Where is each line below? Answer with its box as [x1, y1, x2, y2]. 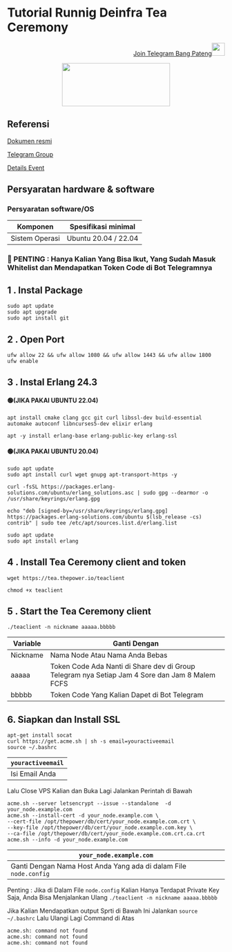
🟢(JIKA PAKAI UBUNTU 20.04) [7, 447, 99, 456]
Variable [12, 639, 41, 648]
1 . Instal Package [7, 284, 83, 296]
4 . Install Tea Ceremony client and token [7, 556, 186, 568]
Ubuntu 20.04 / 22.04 [66, 233, 139, 243]
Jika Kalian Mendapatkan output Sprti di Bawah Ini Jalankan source [7, 906, 198, 915]
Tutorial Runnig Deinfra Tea [7, 5, 168, 21]
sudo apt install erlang [7, 537, 79, 545]
